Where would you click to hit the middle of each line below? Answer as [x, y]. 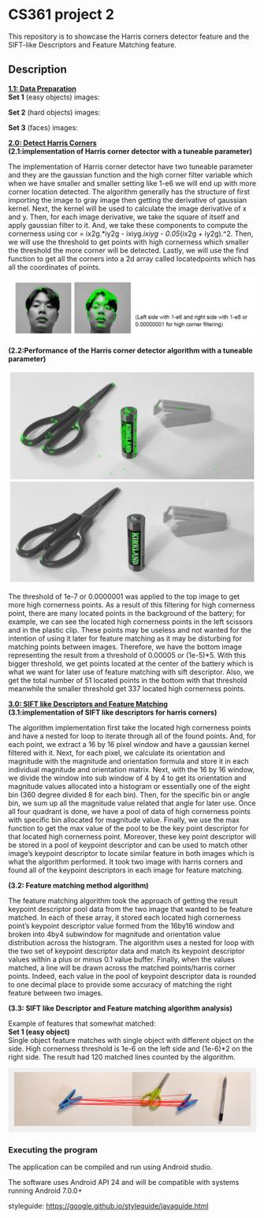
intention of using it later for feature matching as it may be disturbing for [125, 639]
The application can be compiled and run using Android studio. [110, 1167]
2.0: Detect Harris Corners [52, 143]
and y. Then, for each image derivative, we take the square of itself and [124, 217]
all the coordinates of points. [54, 267]
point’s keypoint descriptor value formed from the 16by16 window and [121, 926]
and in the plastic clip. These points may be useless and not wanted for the [130, 630]
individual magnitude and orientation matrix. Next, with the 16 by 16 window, [131, 770]
